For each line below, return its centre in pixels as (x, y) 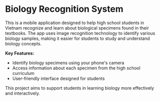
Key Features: (20, 53)
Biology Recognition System (64, 9)
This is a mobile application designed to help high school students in (75, 23)
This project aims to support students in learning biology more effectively (80, 88)
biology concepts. (23, 43)
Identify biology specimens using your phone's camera (68, 63)
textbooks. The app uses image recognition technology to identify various (80, 33)
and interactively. (23, 93)
